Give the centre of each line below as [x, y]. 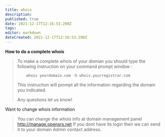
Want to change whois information [40, 109]
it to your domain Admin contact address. [59, 129]
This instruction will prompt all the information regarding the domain [86, 84]
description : [19, 14]
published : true [22, 19]
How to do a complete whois [35, 51]
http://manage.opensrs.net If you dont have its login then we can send [89, 124]
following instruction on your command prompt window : [75, 66]
